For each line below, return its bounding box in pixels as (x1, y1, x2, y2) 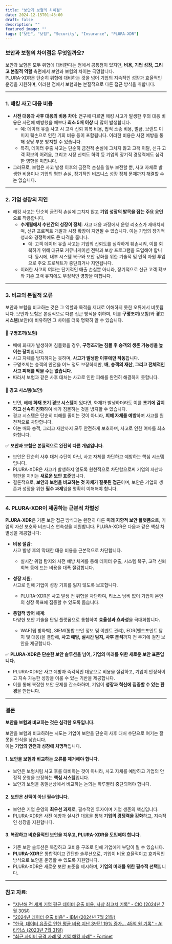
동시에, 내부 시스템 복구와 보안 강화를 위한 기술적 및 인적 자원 (35, 253, 156, 259)
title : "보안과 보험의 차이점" (5, 7, 62, 13)
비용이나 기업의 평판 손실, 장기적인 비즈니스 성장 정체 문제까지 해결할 (22, 171, 159, 177)
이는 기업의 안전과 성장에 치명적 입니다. (5, 743, 81, 749)
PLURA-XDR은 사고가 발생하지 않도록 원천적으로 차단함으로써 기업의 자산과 (12, 466, 163, 473)
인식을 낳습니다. (14, 737, 47, 743)
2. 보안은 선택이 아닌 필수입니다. (5, 794, 69, 800)
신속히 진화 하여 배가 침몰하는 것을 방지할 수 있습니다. (22, 406, 127, 412)
